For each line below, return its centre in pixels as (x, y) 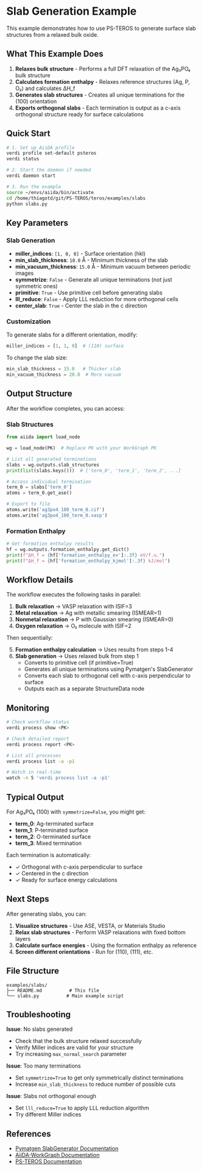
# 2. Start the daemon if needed (49, 170)
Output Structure (39, 394)
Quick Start (28, 134)
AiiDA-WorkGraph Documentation (57, 1155)
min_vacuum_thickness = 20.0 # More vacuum (64, 375)
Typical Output (35, 797)
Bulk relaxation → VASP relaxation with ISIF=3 (73, 607)
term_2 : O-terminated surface (53, 837)
